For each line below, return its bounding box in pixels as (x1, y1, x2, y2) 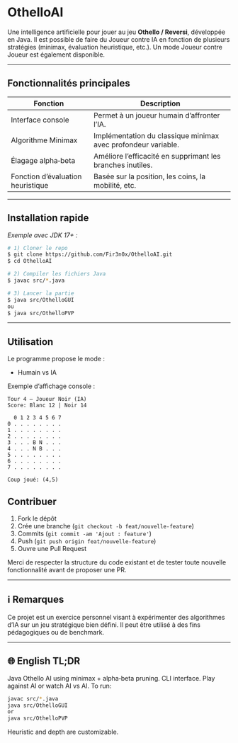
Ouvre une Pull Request (17, 545, 87, 553)
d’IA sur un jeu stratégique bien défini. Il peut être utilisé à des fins (7, 620, 200, 629)
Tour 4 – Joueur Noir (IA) (7, 396, 87, 403)
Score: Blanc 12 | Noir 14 (7, 402, 87, 409)
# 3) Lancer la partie (7, 290, 74, 297)
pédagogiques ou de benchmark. (7, 628, 105, 636)
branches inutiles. (93, 160, 153, 170)
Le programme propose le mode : (7, 355, 105, 363)
